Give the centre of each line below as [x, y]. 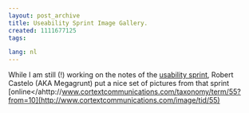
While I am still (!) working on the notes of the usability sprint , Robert [121, 75]
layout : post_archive [44, 16]
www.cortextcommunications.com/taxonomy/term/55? [151, 92]
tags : [17, 38]
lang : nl [23, 53]
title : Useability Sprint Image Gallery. [78, 23]
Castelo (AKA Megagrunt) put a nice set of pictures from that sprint [119, 84]
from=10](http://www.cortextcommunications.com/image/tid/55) [115, 100]
